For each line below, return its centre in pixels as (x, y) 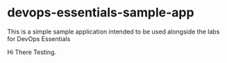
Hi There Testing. (32, 52)
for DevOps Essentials (39, 38)
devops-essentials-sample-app (101, 13)
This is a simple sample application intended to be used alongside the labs (113, 32)
